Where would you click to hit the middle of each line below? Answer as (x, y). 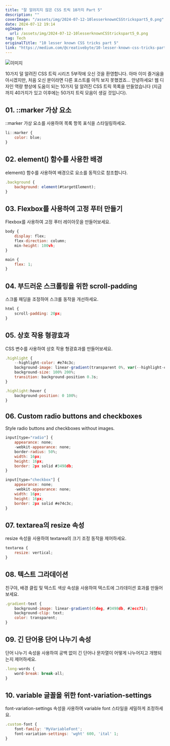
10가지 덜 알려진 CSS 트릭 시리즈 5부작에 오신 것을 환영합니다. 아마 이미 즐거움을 (85, 74)
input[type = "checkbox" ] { (32, 480)
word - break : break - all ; (39, 673)
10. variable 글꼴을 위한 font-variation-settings (78, 695)
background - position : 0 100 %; (46, 396)
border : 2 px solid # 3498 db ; (44, 466)
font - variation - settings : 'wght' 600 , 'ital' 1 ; (67, 734)
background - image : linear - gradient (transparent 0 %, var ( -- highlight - (89, 368)
